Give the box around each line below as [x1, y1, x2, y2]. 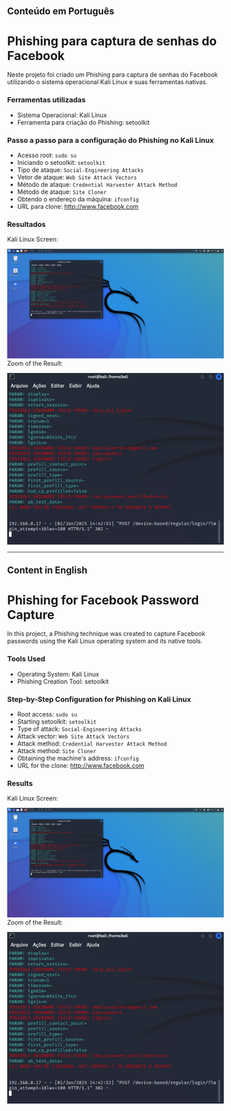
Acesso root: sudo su [16, 151, 77, 159]
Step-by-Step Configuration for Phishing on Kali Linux [7, 694, 191, 704]
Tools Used [7, 654, 46, 664]
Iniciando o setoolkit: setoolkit [16, 158, 106, 166]
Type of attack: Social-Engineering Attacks [16, 724, 142, 733]
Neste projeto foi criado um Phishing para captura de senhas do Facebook [7, 70, 218, 79]
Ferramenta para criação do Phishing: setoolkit [16, 118, 150, 126]
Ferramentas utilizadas [7, 95, 86, 105]
